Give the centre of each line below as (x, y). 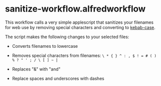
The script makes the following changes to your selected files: (67, 37)
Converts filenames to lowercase (45, 46)
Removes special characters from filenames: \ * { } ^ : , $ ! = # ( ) (84, 55)
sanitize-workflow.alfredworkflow (75, 9)
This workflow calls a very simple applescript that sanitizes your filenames (79, 22)
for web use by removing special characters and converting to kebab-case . (80, 27)
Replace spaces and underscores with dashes (58, 78)
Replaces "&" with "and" (36, 69)
